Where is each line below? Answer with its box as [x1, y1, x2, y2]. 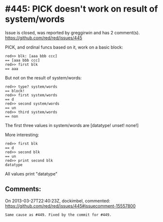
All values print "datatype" [5, 171, 58, 176]
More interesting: [5, 132, 39, 138]
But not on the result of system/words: [5, 75, 82, 80]
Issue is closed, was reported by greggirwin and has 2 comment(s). [5, 30, 140, 35]
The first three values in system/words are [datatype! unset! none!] [5, 122, 139, 128]
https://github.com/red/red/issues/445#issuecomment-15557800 [5, 203, 136, 209]
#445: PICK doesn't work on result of [5, 3, 158, 15]
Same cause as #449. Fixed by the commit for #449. [5, 212, 112, 217]
